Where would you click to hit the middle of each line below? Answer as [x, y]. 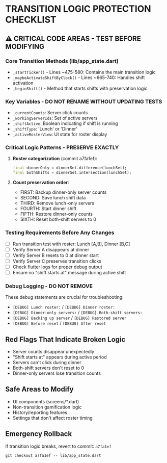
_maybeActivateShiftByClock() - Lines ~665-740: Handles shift [79, 78]
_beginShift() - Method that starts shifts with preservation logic [80, 88]
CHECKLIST [31, 20]
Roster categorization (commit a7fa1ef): [55, 159]
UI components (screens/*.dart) [46, 401]
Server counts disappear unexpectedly [53, 352]
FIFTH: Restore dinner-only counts [57, 214]
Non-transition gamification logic [47, 407]
